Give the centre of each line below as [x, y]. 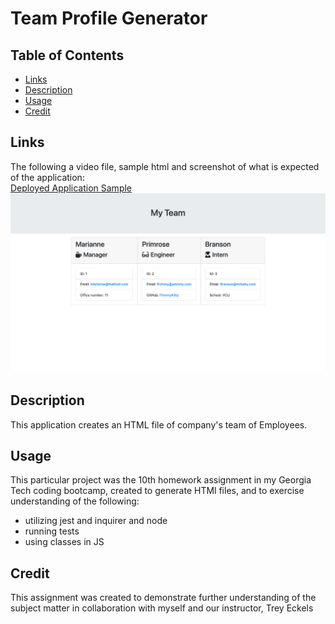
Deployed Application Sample [71, 188]
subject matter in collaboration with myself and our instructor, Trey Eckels [162, 608]
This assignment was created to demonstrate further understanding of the [163, 598]
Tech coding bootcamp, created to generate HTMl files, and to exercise [157, 491]
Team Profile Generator [109, 18]
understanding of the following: [75, 501]
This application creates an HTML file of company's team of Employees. [159, 424]
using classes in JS [64, 542]
